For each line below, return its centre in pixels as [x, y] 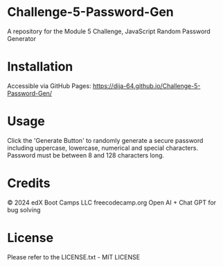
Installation [40, 67]
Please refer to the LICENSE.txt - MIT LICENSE [74, 257]
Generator [22, 38]
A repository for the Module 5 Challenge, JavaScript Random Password [109, 31]
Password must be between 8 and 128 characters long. [86, 155]
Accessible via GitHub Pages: [49, 86]
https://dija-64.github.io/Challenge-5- [146, 86]
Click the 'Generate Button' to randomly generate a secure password [105, 140]
